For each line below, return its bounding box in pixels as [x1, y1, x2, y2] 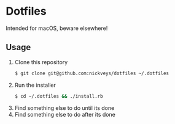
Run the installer [14, 81, 56, 89]
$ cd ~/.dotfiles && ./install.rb [14, 93, 103, 99]
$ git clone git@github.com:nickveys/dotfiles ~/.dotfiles [14, 70, 169, 76]
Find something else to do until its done [14, 104, 115, 111]
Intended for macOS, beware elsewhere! [6, 24, 108, 32]
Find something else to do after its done [14, 111, 116, 118]
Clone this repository [14, 58, 68, 65]
